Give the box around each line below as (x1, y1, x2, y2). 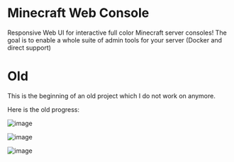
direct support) (7, 43, 52, 52)
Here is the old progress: (7, 105, 80, 114)
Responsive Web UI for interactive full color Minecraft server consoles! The (7, 28, 227, 37)
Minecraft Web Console (7, 5, 150, 21)
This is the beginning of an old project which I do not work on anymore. (7, 91, 216, 100)
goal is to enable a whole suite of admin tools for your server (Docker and (7, 35, 222, 44)
